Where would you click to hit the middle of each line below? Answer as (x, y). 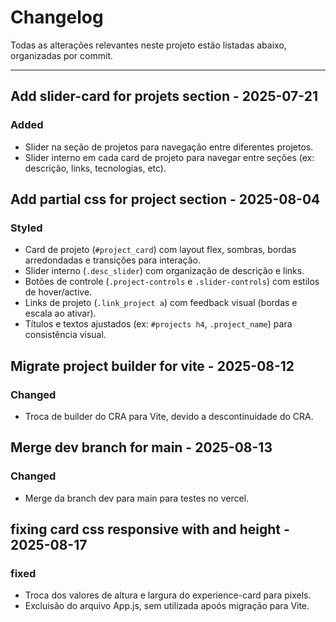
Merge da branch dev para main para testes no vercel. (137, 498)
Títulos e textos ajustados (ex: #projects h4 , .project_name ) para (158, 324)
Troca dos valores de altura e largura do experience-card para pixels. (168, 595)
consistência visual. (65, 335)
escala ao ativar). (60, 313)
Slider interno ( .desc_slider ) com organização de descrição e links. (164, 271)
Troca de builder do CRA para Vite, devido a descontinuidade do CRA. (169, 416)
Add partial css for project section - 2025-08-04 (165, 199)
